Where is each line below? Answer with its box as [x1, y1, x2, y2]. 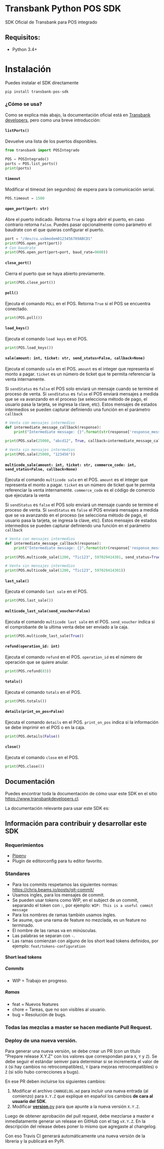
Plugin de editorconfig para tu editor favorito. [12, 858, 103, 864]
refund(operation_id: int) [5, 644, 60, 649]
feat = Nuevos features [12, 1002, 59, 1007]
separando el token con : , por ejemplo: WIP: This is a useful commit [12, 902, 153, 908]
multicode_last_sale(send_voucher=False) [5, 609, 91, 613]
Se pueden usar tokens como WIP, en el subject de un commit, [12, 897, 139, 903]
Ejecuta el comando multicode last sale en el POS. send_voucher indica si [5, 618, 155, 625]
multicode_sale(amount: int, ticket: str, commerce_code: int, [5, 463, 137, 467]
